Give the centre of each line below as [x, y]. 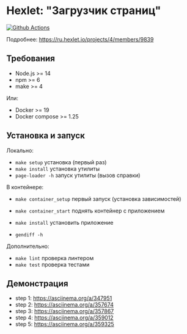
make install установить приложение [64, 222]
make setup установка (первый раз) [61, 162]
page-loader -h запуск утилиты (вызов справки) [78, 175]
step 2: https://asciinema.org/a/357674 [64, 305]
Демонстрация [37, 284]
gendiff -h [29, 235]
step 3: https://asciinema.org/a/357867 [64, 311]
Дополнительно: [28, 246]
